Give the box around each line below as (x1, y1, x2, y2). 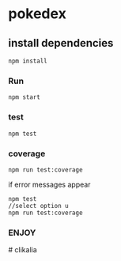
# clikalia (8, 245, 37, 255)
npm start (8, 93, 41, 101)
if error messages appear (8, 180, 91, 189)
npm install (8, 57, 47, 65)
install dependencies (8, 36, 114, 50)
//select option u (8, 202, 69, 210)
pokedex (8, 5, 67, 23)
